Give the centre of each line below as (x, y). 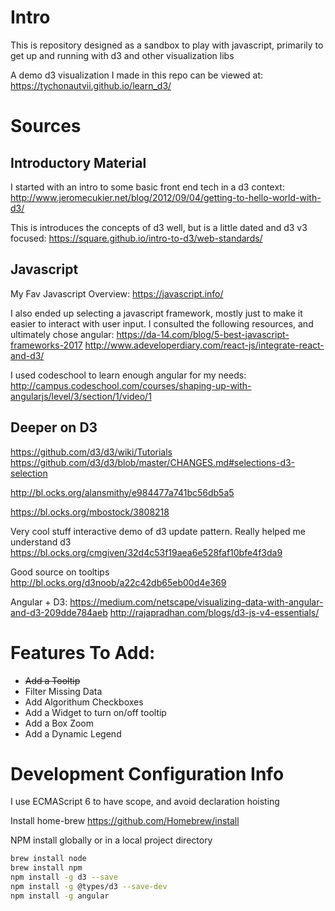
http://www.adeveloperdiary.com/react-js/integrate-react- (204, 345)
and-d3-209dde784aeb (59, 612)
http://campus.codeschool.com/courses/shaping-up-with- (131, 385)
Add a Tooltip (52, 680)
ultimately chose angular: (62, 334)
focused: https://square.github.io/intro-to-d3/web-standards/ (136, 238)
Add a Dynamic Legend (73, 733)
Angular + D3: (39, 602)
